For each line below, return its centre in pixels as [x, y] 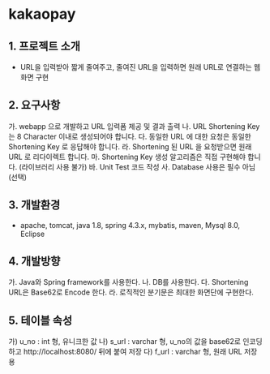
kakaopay [42, 14]
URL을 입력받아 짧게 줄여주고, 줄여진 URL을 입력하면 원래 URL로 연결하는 [136, 67]
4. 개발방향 [34, 262]
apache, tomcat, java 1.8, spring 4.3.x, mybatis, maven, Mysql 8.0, [130, 225]
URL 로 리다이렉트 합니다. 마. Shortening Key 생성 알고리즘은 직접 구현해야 [127, 157]
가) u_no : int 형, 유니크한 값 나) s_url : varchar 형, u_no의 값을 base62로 [125, 342]
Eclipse [32, 234]
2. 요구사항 [34, 105]
